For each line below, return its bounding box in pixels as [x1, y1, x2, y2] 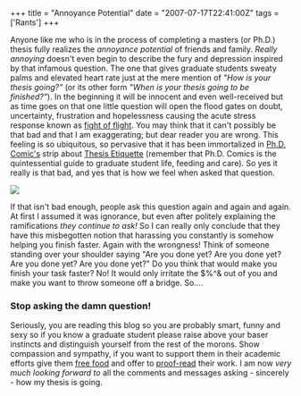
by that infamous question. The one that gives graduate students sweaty [10, 63, 278, 73]
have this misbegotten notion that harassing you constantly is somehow [10, 230, 274, 240]
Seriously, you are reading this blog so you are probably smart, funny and [10, 320, 280, 331]
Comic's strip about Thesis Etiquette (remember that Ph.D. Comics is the [10, 148, 277, 159]
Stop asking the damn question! [10, 299, 151, 312]
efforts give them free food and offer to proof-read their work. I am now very [10, 358, 292, 369]
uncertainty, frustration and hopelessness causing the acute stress [10, 111, 256, 121]
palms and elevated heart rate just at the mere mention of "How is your [10, 72, 272, 83]
